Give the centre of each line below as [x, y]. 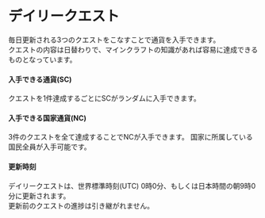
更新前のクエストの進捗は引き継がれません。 [81, 205]
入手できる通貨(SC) [40, 79]
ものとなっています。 [42, 59]
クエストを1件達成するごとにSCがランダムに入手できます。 [104, 98]
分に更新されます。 [39, 196]
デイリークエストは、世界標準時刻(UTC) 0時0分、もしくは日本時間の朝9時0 [132, 185]
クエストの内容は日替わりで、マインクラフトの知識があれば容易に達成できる [133, 49]
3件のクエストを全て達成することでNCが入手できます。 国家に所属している [131, 137]
